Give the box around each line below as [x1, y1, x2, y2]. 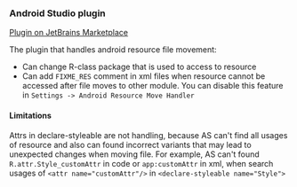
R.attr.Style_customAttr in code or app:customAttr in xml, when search [9, 158, 274, 168]
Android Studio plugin [9, 7, 107, 19]
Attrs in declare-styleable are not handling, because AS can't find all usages [9, 129, 288, 140]
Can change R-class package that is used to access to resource [21, 61, 257, 73]
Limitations [9, 110, 52, 121]
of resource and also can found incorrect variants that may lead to [9, 139, 252, 150]
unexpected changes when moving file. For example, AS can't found [9, 149, 260, 160]
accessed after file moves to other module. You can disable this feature [21, 81, 284, 91]
